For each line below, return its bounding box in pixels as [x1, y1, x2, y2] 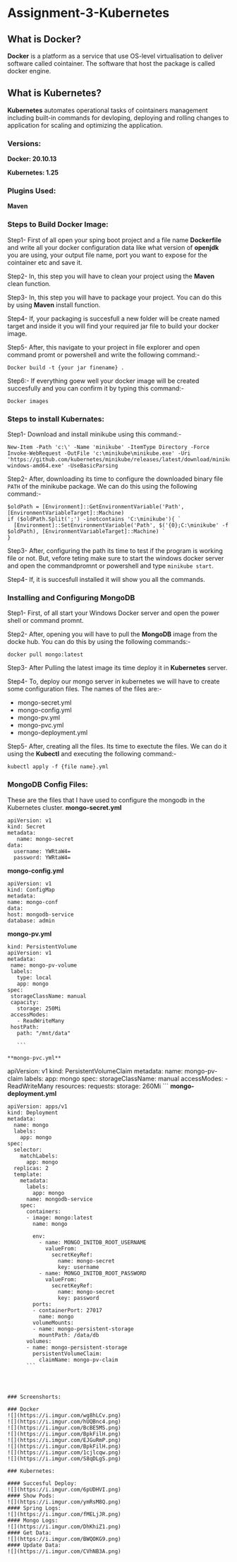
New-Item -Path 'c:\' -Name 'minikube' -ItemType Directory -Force [7, 443, 210, 451]
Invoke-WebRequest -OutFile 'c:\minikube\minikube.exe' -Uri [7, 450, 191, 457]
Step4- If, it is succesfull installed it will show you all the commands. [7, 576, 206, 583]
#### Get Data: [7, 1529, 52, 1537]
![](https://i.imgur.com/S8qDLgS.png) [7, 1455, 121, 1462]
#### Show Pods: [7, 1492, 55, 1499]
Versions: [7, 138, 42, 148]
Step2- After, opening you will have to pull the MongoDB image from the [7, 630, 217, 638]
